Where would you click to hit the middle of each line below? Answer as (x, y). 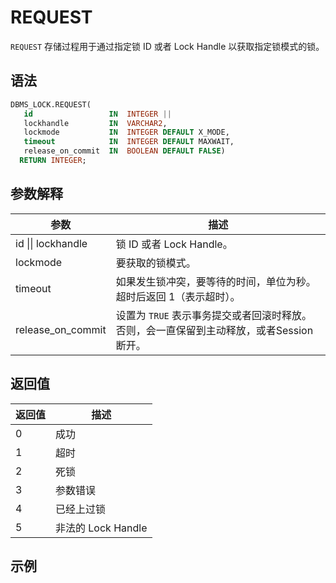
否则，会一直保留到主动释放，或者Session (214, 330)
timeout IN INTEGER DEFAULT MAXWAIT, (129, 142)
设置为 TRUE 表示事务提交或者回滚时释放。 (214, 315)
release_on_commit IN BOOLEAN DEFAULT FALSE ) (124, 151)
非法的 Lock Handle (101, 528)
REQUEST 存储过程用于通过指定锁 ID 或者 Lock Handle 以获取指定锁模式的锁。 (167, 46)
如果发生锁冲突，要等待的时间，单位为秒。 (216, 281)
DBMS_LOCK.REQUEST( (51, 104)
